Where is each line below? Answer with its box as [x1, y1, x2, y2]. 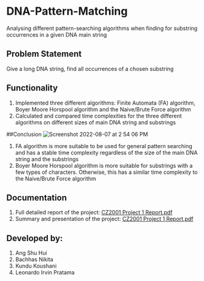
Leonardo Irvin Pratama [15, 269, 75, 276]
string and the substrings [15, 155, 79, 163]
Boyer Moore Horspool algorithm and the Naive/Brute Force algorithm [15, 105, 191, 113]
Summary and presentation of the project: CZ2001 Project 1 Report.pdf [15, 215, 194, 223]
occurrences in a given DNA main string [6, 31, 107, 38]
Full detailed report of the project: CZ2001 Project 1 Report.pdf [15, 209, 173, 216]
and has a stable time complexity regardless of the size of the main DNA [15, 149, 198, 156]
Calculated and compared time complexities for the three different [15, 112, 182, 119]
